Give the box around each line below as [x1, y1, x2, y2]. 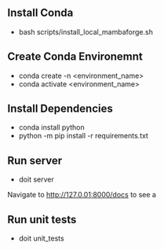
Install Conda [7, 6, 74, 20]
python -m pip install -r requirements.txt [18, 131, 148, 141]
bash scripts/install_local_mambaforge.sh [18, 27, 154, 36]
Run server [7, 153, 63, 167]
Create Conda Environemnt [7, 50, 143, 64]
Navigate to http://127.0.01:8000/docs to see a [7, 190, 156, 200]
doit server [18, 175, 54, 184]
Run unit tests [7, 212, 77, 226]
